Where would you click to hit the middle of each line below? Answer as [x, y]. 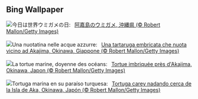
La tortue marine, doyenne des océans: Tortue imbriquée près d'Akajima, [102, 64]
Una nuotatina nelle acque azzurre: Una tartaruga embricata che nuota [100, 44]
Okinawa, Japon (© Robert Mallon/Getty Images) [66, 70]
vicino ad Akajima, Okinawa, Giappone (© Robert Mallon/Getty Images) [93, 51]
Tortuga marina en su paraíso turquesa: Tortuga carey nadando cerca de [102, 83]
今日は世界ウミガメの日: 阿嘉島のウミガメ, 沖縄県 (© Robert [86, 24]
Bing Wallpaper [35, 10]
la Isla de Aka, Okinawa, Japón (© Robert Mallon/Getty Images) [83, 90]
